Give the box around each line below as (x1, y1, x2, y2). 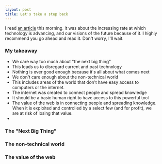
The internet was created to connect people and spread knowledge (12, 90, 147, 95)
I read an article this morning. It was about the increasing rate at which (5, 25, 146, 31)
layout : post (5, 7, 32, 12)
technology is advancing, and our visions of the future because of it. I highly (5, 30, 158, 36)
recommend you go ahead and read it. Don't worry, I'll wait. (5, 35, 124, 41)
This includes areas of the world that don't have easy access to (12, 79, 139, 85)
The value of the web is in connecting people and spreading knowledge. (12, 100, 157, 106)
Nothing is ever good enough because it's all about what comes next (12, 69, 150, 74)
